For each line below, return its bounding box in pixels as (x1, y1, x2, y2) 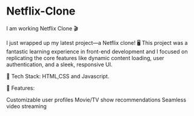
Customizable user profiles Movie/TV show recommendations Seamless (6, 96, 187, 103)
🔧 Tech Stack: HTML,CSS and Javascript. (6, 72, 110, 80)
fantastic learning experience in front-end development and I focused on (6, 47, 188, 55)
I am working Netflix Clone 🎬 (6, 24, 79, 32)
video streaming (6, 102, 47, 110)
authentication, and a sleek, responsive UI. (6, 61, 113, 68)
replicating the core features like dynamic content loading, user (6, 54, 165, 61)
